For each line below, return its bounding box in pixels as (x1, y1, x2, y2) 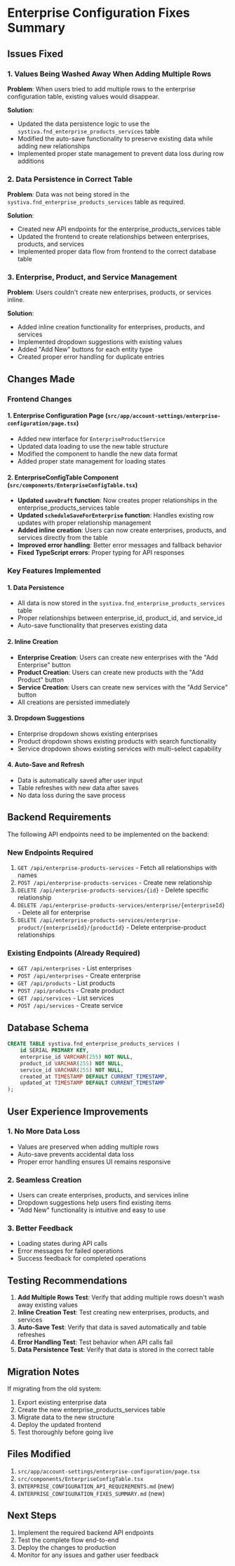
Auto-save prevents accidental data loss (17, 1150, 135, 1158)
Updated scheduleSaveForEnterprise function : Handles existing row (17, 511, 214, 520)
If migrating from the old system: (7, 1385, 102, 1393)
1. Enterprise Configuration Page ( (7, 412, 108, 420)
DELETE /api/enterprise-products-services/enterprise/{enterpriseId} (17, 902, 226, 909)
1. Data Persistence (7, 583, 65, 591)
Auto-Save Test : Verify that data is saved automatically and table (17, 1323, 207, 1331)
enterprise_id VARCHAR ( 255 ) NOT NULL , (20, 1053, 133, 1060)
